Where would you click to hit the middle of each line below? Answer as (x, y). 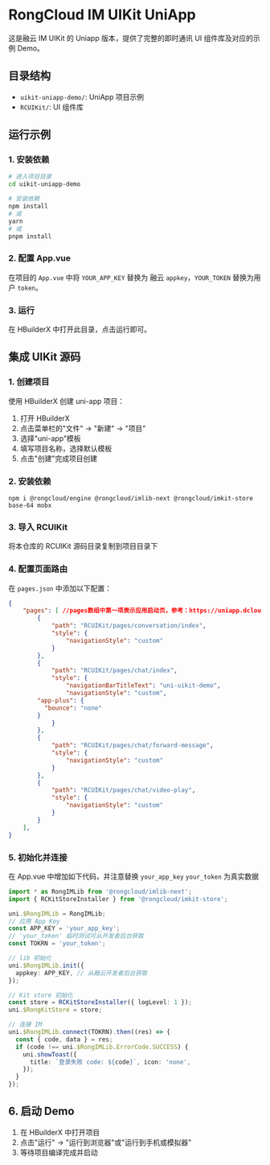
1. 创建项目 (29, 382)
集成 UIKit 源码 (45, 357)
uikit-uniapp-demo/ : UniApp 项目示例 (82, 97)
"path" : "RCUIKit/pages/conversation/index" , (129, 626)
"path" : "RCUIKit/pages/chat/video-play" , (123, 790)
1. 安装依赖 (29, 160)
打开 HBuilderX (45, 418)
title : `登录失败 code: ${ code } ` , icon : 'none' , (110, 1062)
